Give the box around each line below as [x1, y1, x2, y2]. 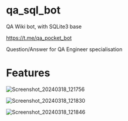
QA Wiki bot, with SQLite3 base [6, 23, 82, 30]
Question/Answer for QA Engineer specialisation [6, 45, 123, 53]
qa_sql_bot [6, 4, 61, 17]
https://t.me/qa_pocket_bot [6, 34, 72, 41]
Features [6, 66, 50, 80]
